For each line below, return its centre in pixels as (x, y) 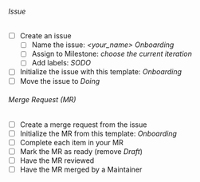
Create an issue (45, 36)
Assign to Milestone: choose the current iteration (112, 54)
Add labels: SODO (61, 63)
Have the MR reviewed (57, 160)
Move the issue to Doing (60, 81)
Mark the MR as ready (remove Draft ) (81, 151)
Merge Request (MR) (42, 100)
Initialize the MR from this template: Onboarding (98, 133)
